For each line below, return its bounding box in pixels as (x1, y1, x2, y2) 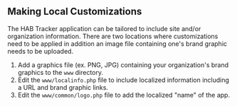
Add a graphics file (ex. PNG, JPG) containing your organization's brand (17, 60, 229, 69)
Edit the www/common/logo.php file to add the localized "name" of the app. (17, 90, 230, 99)
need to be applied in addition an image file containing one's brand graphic (7, 39, 228, 48)
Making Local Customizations (7, 6, 142, 18)
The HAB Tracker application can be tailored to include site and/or (7, 24, 201, 33)
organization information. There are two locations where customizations (7, 32, 218, 40)
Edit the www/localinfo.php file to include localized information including (17, 76, 230, 84)
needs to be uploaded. (7, 47, 73, 55)
